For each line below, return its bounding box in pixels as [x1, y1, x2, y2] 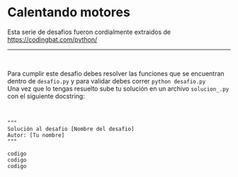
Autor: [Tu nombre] [7, 132, 65, 139]
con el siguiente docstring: [7, 91, 85, 100]
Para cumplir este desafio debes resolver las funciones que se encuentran [7, 69, 225, 78]
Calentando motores [7, 4, 131, 21]
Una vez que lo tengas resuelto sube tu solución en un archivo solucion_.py [7, 84, 229, 93]
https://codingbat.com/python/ [7, 35, 98, 43]
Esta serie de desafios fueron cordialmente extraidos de [7, 28, 171, 36]
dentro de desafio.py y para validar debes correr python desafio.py [7, 76, 206, 85]
